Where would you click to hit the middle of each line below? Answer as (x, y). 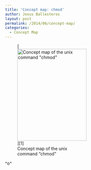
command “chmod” (37, 154)
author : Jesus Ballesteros (33, 14)
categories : (17, 28)
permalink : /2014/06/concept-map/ (40, 23)
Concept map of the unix (42, 148)
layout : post (18, 19)
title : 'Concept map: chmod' (35, 10)
